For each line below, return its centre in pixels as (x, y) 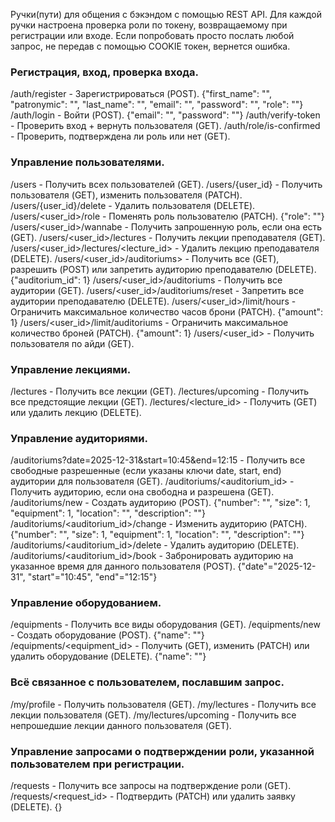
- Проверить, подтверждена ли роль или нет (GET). (120, 136)
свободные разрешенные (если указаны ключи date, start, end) (146, 471)
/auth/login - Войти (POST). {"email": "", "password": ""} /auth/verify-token (165, 115)
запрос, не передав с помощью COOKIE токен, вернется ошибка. (150, 46)
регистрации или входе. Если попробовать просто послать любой (152, 35)
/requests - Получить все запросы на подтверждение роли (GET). (151, 786)
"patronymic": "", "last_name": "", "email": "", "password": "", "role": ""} (157, 105)
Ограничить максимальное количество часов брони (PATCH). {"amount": (167, 311)
